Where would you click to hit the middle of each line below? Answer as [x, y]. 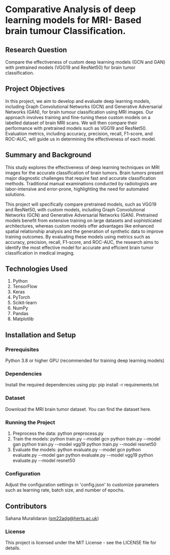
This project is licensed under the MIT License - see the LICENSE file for [81, 543]
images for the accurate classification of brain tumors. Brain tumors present [84, 173]
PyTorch [21, 297]
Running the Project [30, 422]
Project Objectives [35, 89]
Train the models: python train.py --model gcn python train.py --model [87, 439]
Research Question [36, 50]
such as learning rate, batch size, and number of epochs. [65, 490]
